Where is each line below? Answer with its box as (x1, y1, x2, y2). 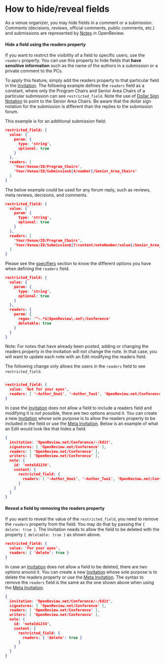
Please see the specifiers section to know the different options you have (5, 261, 151, 266)
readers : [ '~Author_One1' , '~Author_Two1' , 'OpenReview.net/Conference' (9, 392, 164, 397)
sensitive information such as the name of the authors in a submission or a (5, 63, 158, 69)
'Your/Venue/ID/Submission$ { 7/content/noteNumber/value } (14, 242, 133, 247)
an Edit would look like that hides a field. (5, 425, 87, 431)
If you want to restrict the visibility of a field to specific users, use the (5, 53, 145, 58)
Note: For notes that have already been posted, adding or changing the (5, 344, 149, 349)
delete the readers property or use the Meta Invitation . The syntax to (5, 574, 144, 580)
